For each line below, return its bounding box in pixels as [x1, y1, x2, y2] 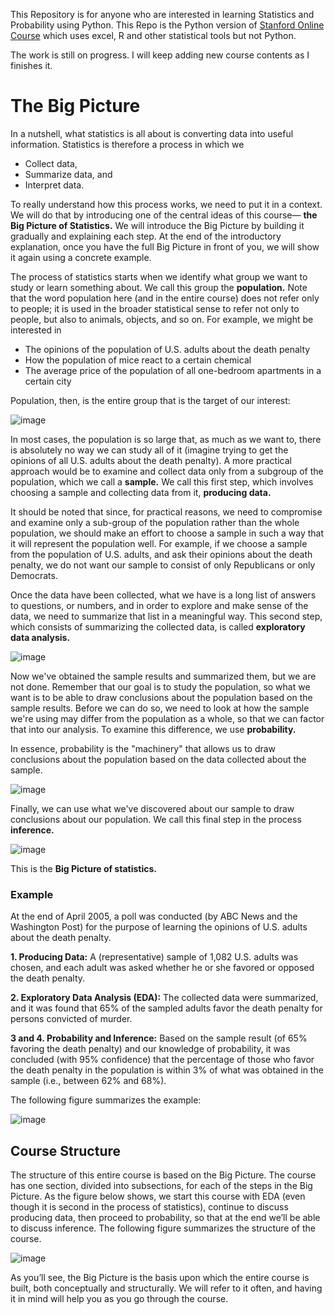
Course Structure [10, 1142, 122, 1159]
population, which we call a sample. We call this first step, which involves [10, 475, 314, 488]
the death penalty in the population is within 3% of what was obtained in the [10, 1064, 324, 1076]
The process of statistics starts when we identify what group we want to [10, 270, 308, 283]
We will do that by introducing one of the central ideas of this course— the [10, 209, 318, 221]
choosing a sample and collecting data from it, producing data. [10, 486, 272, 498]
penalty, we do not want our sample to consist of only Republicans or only [10, 559, 316, 571]
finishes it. [10, 60, 53, 71]
